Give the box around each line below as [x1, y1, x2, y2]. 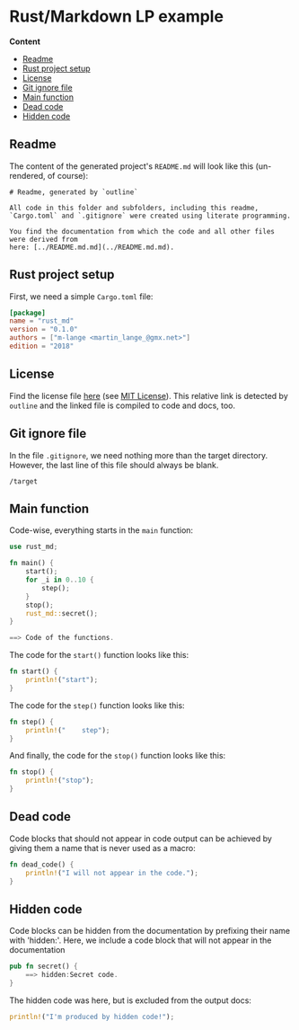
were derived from [9, 235, 78, 244]
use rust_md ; [9, 542, 58, 552]
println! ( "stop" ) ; [25, 776, 94, 786]
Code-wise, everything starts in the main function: [9, 525, 194, 536]
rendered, [9, 170, 47, 181]
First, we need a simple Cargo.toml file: [9, 290, 154, 302]
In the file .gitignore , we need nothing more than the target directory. [9, 449, 268, 460]
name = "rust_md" [9, 316, 75, 325]
